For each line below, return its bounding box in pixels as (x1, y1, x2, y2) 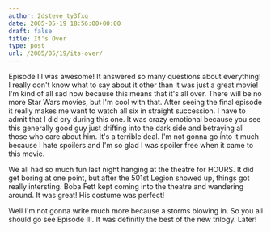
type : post (8, 42, 45, 50)
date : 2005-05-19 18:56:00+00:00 (8, 19, 121, 27)
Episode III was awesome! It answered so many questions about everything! (8, 72, 261, 81)
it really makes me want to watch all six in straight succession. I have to (8, 106, 247, 116)
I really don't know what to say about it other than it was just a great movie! (8, 80, 259, 90)
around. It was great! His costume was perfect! (8, 191, 165, 200)
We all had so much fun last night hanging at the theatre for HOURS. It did (8, 165, 254, 174)
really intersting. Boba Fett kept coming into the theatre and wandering (8, 182, 244, 191)
